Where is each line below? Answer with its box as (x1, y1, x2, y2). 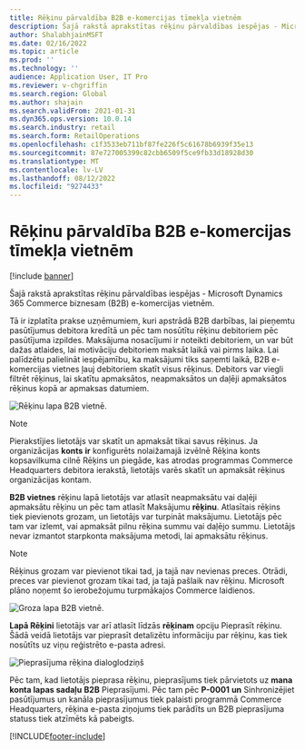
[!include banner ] (9, 271, 74, 281)
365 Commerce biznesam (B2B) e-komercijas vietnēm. (9, 298, 215, 309)
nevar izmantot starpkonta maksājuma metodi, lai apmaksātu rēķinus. (9, 530, 269, 541)
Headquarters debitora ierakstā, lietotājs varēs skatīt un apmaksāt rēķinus (9, 465, 286, 476)
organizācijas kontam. (9, 474, 92, 486)
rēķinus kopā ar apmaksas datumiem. (9, 383, 150, 394)
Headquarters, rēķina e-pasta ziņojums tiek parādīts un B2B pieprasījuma (9, 704, 284, 715)
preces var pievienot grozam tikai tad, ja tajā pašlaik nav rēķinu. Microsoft (9, 576, 285, 587)
